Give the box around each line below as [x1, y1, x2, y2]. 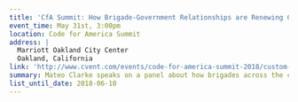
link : [9, 63, 29, 72]
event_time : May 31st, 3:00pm [9, 21, 122, 30]
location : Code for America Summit [9, 29, 141, 38]
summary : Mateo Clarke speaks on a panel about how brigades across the [9, 71, 284, 80]
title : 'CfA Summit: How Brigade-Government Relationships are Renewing [9, 12, 284, 22]
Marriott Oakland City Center [17, 46, 129, 55]
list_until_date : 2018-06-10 [9, 79, 117, 88]
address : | [9, 37, 50, 47]
